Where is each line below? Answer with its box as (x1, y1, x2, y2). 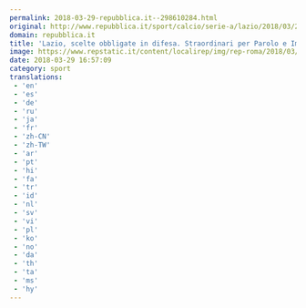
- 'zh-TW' (13, 140, 51, 149)
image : (9, 47, 35, 56)
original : (9, 22, 47, 31)
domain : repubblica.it (9, 30, 96, 39)
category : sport (9, 65, 71, 74)
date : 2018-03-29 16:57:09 (9, 56, 112, 65)
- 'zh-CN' (13, 132, 51, 141)
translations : (9, 73, 64, 82)
